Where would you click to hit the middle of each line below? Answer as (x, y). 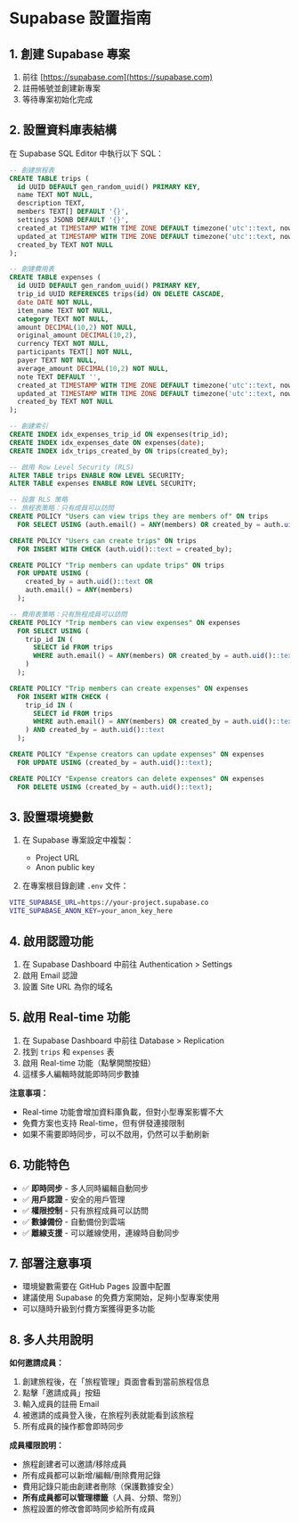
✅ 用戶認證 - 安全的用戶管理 (73, 1199)
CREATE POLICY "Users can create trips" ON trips (103, 540)
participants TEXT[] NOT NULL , (75, 352)
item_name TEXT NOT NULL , (65, 310)
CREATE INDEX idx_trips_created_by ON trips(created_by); (119, 451)
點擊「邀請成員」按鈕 (61, 1393)
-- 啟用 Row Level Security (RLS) (72, 467)
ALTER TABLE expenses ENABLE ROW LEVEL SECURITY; (103, 484)
